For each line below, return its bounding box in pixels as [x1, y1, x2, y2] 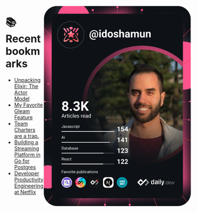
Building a [14, 138, 39, 146]
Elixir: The [14, 83, 39, 90]
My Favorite [14, 101, 44, 108]
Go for [14, 157, 30, 164]
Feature [14, 114, 33, 121]
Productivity [14, 176, 44, 183]
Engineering [14, 182, 44, 189]
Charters [14, 126, 36, 133]
